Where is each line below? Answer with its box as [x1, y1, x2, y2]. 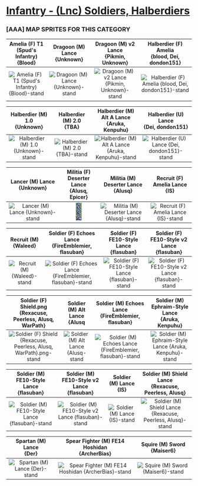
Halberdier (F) [147, 40, 183, 47]
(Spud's [16, 46, 37, 54]
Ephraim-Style [151, 303, 189, 310]
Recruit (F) [156, 175, 184, 182]
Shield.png [20, 303, 47, 310]
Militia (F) [67, 168, 91, 175]
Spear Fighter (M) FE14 [65, 438, 125, 445]
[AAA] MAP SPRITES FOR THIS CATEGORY [6, 25, 131, 34]
